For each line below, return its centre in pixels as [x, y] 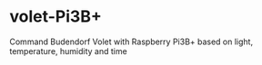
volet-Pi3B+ [55, 17]
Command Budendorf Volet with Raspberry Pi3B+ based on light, [131, 42]
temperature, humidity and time [68, 51]
